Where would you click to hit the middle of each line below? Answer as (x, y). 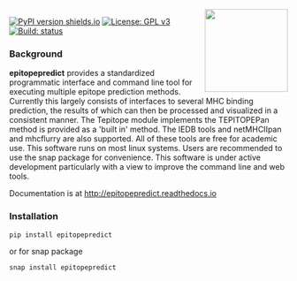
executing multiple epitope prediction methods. (95, 92)
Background (36, 54)
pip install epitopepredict (61, 235)
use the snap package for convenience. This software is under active (135, 157)
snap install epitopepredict (63, 267)
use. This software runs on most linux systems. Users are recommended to (146, 148)
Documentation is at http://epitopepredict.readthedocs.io (113, 194)
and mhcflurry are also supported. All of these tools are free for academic (144, 139)
